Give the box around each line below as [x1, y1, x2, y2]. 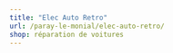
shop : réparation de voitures [9, 30, 125, 39]
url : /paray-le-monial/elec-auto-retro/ [9, 22, 166, 31]
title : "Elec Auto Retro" [9, 13, 107, 22]
